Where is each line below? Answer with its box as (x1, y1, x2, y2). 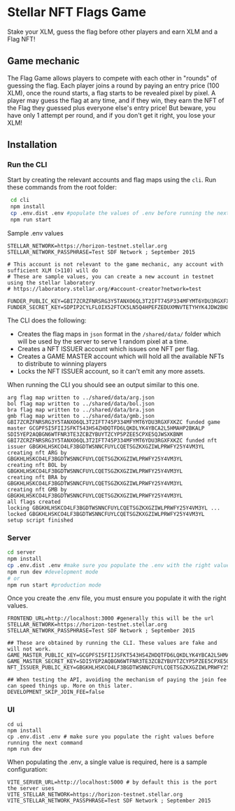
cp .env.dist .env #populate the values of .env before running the (10, 210, 215, 217)
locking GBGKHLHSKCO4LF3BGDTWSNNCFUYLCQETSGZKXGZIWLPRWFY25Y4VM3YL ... (7, 504, 220, 512)
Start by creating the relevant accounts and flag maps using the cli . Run (7, 176, 217, 184)
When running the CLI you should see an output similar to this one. (7, 380, 199, 389)
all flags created (7, 498, 61, 505)
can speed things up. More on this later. (7, 683, 133, 690)
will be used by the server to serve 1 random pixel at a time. (17, 337, 189, 346)
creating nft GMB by (7, 486, 68, 493)
